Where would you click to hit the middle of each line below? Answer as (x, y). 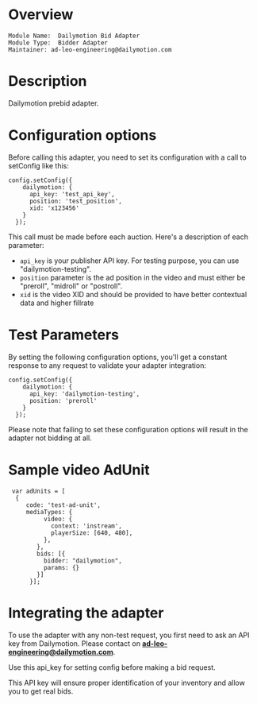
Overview (41, 15)
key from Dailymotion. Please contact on (75, 643)
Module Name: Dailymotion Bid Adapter (74, 36)
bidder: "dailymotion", (83, 561)
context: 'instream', (86, 526)
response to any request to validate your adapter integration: (107, 365)
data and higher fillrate (57, 303)
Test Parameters (64, 335)
